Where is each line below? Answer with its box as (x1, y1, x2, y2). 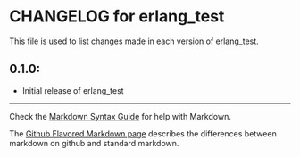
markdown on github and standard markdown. (9, 137, 179, 148)
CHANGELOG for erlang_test (9, 6, 225, 27)
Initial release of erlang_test (21, 85, 124, 95)
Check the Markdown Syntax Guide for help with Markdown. (9, 111, 232, 121)
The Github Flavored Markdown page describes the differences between (9, 128, 277, 139)
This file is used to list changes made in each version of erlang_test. (9, 36, 259, 46)
